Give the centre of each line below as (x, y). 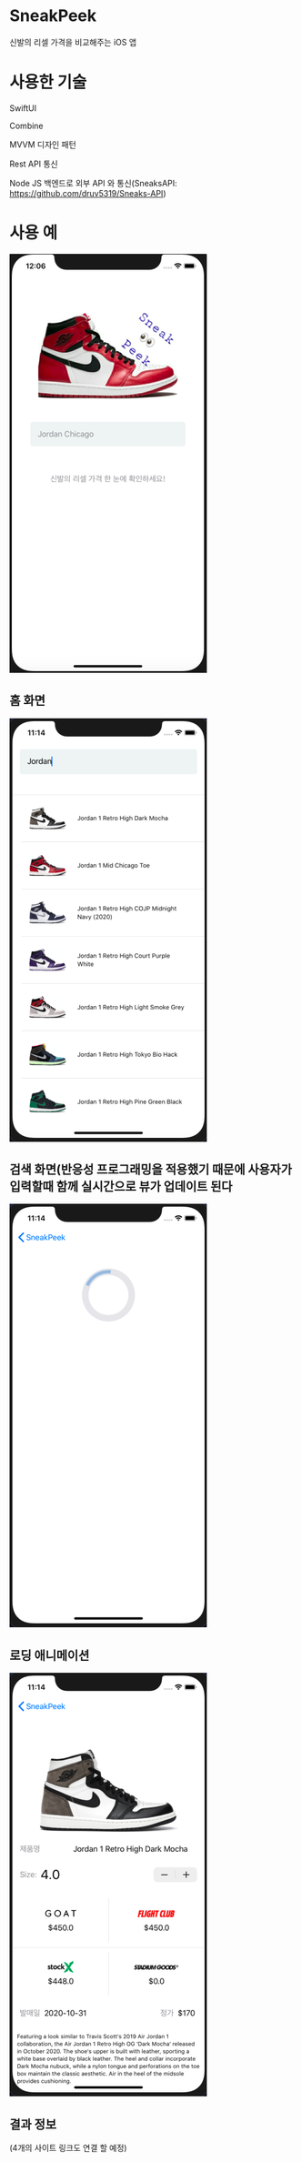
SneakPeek (53, 16)
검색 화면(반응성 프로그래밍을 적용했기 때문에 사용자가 (151, 1170)
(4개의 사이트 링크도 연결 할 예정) (68, 2148)
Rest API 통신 (34, 164)
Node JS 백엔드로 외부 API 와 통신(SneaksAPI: (93, 183)
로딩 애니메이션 (50, 1655)
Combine (26, 126)
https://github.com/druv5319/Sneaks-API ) (88, 193)
